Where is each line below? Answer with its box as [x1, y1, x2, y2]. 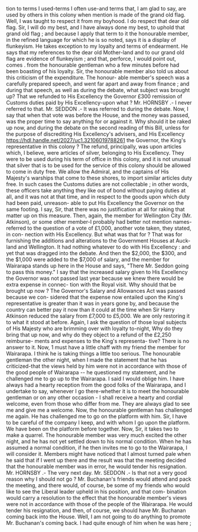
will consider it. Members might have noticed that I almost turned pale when [6, 451, 191, 457]
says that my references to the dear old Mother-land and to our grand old [6, 49, 184, 56]
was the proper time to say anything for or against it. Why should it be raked [6, 118, 191, 125]
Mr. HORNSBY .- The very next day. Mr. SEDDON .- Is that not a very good [6, 469, 187, 476]
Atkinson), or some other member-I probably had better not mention [6, 218, 172, 225]
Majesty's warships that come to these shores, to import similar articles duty [6, 174, 193, 181]
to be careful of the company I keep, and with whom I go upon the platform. [6, 419, 190, 426]
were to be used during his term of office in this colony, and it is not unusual [6, 156, 191, 162]
